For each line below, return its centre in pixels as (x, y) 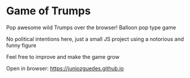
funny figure (22, 45)
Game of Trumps (48, 11)
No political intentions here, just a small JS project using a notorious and (95, 39)
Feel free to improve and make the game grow (63, 57)
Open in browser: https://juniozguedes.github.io (65, 68)
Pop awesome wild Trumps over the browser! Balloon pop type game (91, 27)
